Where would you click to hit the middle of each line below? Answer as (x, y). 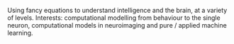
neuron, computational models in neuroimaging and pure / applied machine (117, 25)
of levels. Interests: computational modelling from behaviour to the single (114, 18)
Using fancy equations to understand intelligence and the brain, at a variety (117, 10)
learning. (20, 33)
